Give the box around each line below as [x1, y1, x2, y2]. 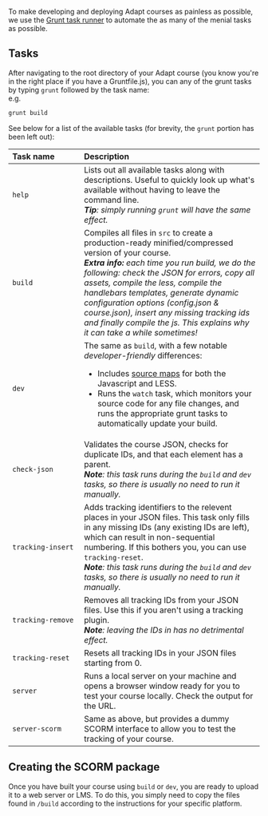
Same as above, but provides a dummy [83, 713, 230, 724]
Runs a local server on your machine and [83, 670, 237, 681]
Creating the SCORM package [8, 760, 160, 774]
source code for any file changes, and [97, 398, 239, 409]
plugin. [83, 614, 110, 625]
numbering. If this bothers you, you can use [83, 541, 247, 553]
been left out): [8, 132, 55, 141]
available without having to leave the [83, 184, 221, 195]
